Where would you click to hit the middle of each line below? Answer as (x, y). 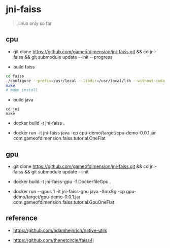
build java (23, 100)
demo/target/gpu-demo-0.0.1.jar (47, 197)
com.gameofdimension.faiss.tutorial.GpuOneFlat (64, 202)
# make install (22, 90)
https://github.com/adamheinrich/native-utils (60, 230)
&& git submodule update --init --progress (69, 57)
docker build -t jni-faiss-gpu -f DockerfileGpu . (62, 182)
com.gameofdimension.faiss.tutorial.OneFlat (59, 138)
